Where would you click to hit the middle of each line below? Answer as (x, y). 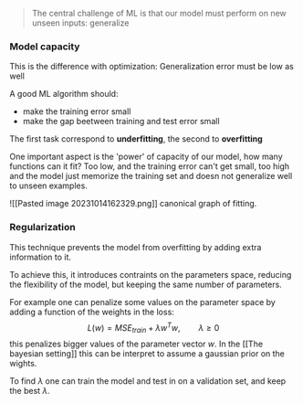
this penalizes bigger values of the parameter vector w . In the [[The (136, 344)
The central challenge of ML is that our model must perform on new (159, 13)
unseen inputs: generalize (80, 23)
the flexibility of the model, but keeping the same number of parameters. (146, 284)
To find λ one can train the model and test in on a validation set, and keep (148, 381)
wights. (23, 364)
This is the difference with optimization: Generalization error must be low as (151, 67)
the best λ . (30, 391)
